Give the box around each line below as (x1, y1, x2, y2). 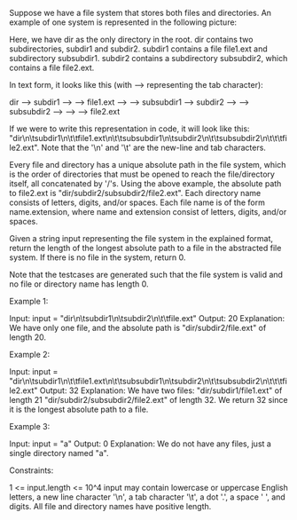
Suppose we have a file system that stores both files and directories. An (9, 8, 272, 18)
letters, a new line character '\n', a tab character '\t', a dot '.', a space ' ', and (9, 492, 285, 502)
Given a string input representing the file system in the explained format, (9, 233, 273, 243)
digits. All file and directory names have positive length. (9, 501, 212, 511)
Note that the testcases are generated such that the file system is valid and (9, 270, 284, 280)
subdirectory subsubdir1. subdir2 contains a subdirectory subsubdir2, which (9, 53, 288, 63)
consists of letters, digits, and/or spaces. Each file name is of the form (9, 197, 266, 208)
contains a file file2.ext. (9, 62, 95, 73)
